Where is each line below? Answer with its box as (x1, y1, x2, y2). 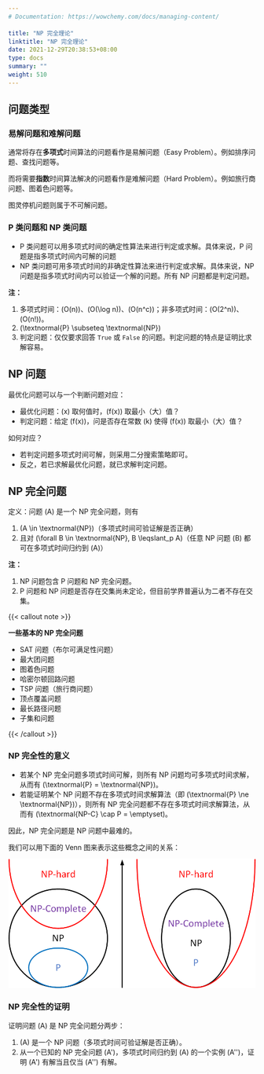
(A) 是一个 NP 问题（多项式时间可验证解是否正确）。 (19, 1037, 186, 1047)
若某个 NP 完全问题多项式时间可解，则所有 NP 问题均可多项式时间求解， (19, 770, 254, 779)
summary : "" (8, 63, 47, 71)
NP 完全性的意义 (8, 750, 71, 761)
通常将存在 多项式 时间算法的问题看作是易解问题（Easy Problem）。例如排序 (8, 148, 249, 157)
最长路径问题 (19, 704, 61, 713)
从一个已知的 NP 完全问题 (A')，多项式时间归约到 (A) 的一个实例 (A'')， (19, 1047, 247, 1057)
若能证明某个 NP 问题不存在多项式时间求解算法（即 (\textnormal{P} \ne (19, 790, 249, 799)
